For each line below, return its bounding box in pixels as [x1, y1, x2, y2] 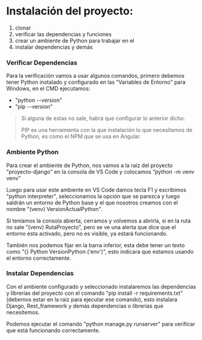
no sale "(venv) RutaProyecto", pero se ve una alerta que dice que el [6, 223, 176, 230]
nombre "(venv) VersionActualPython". [6, 205, 103, 212]
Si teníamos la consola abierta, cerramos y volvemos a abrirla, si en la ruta [6, 217, 191, 224]
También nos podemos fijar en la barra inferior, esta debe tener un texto [6, 241, 185, 248]
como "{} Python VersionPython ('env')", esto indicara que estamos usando [6, 248, 194, 255]
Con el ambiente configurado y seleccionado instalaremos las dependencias [6, 283, 197, 290]
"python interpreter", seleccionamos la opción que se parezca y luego [6, 192, 180, 200]
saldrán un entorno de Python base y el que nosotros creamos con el [6, 199, 178, 206]
